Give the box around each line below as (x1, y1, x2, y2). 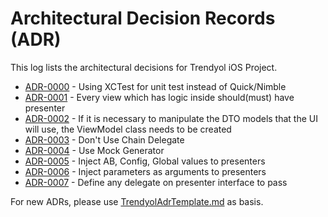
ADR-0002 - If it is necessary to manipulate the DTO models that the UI (24, 112, 318, 124)
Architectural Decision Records (10, 7, 276, 30)
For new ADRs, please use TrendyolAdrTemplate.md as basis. (10, 195, 264, 207)
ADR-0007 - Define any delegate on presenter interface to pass (24, 176, 288, 188)
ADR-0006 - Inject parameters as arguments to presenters (24, 165, 267, 177)
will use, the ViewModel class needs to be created (24, 123, 232, 135)
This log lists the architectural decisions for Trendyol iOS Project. (10, 61, 278, 73)
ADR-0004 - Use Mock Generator (24, 144, 165, 156)
